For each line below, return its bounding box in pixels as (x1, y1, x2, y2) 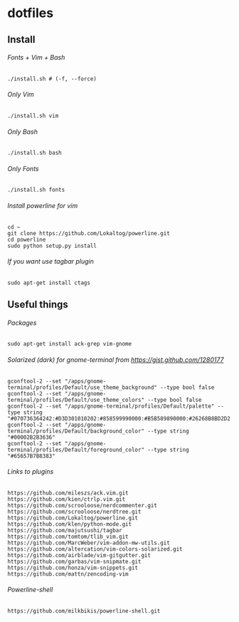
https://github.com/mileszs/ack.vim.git (7, 489, 129, 497)
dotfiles (7, 5, 54, 21)
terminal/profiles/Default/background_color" (7, 427, 144, 435)
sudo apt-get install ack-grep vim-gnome (7, 341, 132, 348)
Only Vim (7, 90, 34, 99)
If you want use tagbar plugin (7, 257, 94, 266)
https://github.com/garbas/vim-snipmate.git (7, 558, 142, 565)
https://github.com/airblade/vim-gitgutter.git (7, 551, 152, 559)
